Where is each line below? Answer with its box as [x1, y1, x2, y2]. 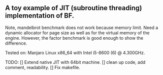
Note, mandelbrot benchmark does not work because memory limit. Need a [5, 25, 159, 30]
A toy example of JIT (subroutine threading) [5, 4, 142, 12]
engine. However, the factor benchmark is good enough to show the [5, 35, 144, 41]
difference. [5, 40, 28, 46]
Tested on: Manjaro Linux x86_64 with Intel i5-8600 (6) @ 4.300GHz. [5, 50, 145, 55]
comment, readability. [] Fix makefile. [5, 64, 80, 70]
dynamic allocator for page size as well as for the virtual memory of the [5, 29, 150, 36]
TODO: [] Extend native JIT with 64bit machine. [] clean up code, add [5, 59, 146, 65]
